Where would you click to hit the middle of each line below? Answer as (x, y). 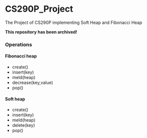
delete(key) (24, 125)
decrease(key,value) (33, 83)
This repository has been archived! (41, 32)
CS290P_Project (39, 9)
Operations (19, 44)
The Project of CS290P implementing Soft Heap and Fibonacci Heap (74, 22)
